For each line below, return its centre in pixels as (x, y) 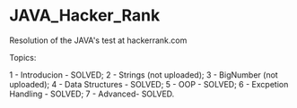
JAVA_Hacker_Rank (85, 16)
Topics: (23, 57)
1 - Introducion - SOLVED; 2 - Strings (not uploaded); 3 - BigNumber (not (144, 75)
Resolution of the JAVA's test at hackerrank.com (98, 40)
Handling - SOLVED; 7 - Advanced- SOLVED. (92, 94)
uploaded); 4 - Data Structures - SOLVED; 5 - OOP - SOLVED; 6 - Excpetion (149, 84)
